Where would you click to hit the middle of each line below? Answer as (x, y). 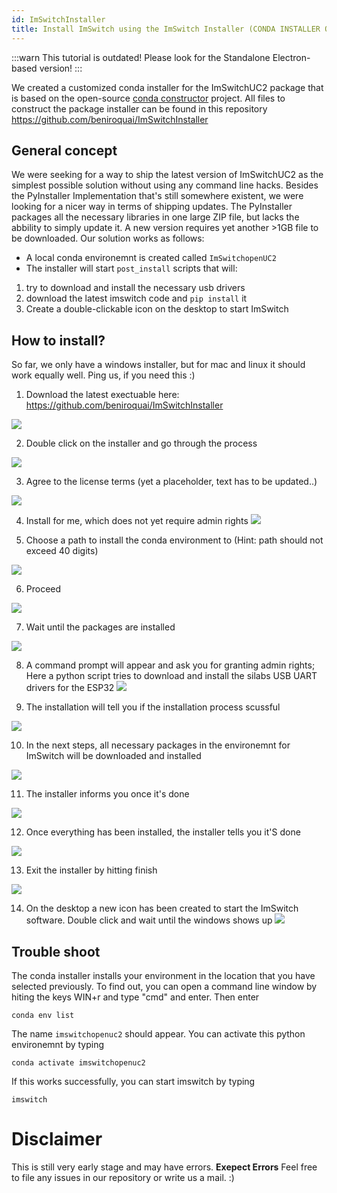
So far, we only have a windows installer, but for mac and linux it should (158, 365)
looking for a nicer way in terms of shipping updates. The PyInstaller (152, 207)
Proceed (43, 589)
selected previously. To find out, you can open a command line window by (164, 986)
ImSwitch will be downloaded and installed (113, 756)
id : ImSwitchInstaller (58, 19)
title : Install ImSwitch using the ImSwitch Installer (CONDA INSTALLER (166, 29)
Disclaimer (57, 1139)
